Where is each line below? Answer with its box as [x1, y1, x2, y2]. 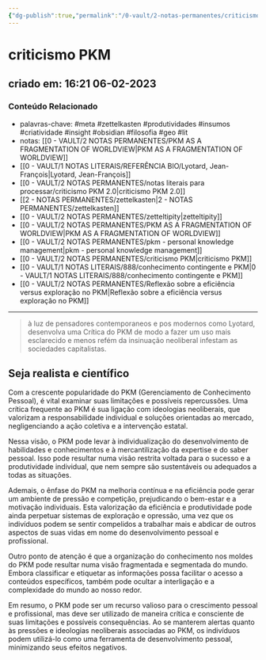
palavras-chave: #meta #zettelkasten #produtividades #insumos [19, 119, 231, 128]
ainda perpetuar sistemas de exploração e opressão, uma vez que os [8, 511, 234, 521]
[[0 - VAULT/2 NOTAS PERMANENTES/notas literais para [19, 177, 205, 187]
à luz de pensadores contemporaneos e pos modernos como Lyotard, [27, 319, 256, 328]
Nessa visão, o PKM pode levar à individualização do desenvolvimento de [8, 437, 249, 446]
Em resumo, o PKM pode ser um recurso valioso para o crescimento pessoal [8, 601, 258, 610]
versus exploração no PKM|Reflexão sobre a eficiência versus [19, 287, 222, 297]
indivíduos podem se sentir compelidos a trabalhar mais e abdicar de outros [8, 520, 256, 529]
